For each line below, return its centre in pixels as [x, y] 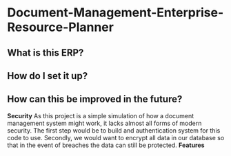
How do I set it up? [48, 76]
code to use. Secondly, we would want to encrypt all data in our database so [116, 137]
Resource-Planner [60, 27]
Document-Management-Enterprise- [115, 13]
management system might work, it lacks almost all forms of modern [104, 123]
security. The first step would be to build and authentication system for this [114, 130]
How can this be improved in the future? [95, 99]
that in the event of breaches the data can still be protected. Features [106, 145]
